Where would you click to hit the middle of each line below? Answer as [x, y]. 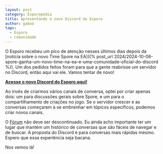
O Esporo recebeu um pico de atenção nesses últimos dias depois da [76, 51]
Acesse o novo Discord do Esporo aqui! [46, 81]
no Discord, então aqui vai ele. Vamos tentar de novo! [60, 72]
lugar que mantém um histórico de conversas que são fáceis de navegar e [81, 127]
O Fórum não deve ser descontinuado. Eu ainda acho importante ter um [78, 122]
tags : [11, 28]
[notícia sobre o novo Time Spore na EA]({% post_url [59, 56]
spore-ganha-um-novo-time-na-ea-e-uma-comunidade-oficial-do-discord [82, 62]
